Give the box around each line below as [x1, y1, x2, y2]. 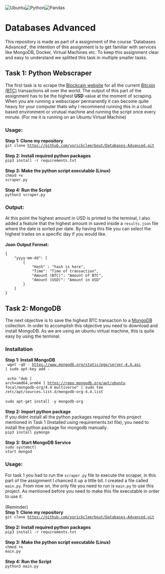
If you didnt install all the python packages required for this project [5, 414, 142, 420]
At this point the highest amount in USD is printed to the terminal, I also [5, 215, 150, 221]
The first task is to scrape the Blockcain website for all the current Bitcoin [5, 82, 156, 88]
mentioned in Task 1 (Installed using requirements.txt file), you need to [5, 419, 149, 425]
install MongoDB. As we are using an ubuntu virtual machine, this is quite [5, 328, 155, 334]
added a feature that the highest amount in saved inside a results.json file [5, 220, 159, 226]
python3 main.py [5, 564, 39, 569]
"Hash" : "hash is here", [31, 264, 85, 269]
